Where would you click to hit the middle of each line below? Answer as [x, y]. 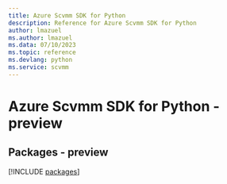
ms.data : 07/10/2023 [42, 45]
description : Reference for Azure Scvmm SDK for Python [102, 23]
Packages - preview [58, 153]
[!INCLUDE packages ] [44, 171]
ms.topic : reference [42, 52]
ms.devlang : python [40, 60]
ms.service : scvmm [38, 67]
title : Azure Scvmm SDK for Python [67, 15]
